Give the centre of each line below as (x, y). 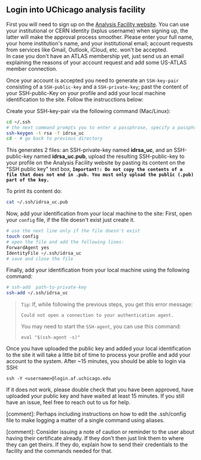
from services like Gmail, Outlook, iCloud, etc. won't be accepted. (87, 50)
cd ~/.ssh (19, 122)
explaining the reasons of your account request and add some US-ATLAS (97, 62)
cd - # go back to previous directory (54, 139)
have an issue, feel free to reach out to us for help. (68, 403)
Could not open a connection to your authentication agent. (97, 316)
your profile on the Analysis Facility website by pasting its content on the (96, 163)
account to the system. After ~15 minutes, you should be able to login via (96, 361)
